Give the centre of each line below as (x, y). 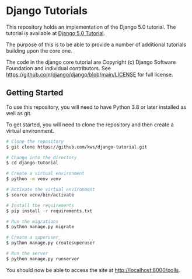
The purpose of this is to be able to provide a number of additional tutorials (96, 44)
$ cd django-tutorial (32, 163)
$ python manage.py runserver (43, 259)
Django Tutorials (47, 11)
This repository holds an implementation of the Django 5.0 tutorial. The (91, 27)
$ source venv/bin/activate (40, 195)
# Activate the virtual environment (50, 190)
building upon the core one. (39, 50)
